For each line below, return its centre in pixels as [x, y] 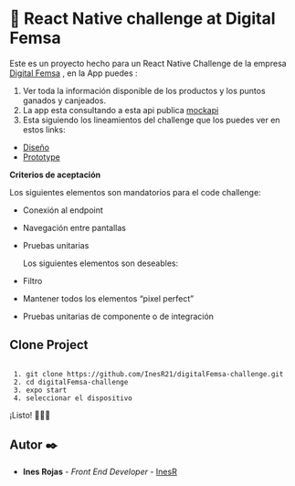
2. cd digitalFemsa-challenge [71, 382]
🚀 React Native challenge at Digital [142, 19]
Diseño [36, 147]
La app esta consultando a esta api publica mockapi [121, 110]
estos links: [44, 129]
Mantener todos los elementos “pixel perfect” [108, 298]
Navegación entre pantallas [74, 227]
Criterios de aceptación [55, 174]
